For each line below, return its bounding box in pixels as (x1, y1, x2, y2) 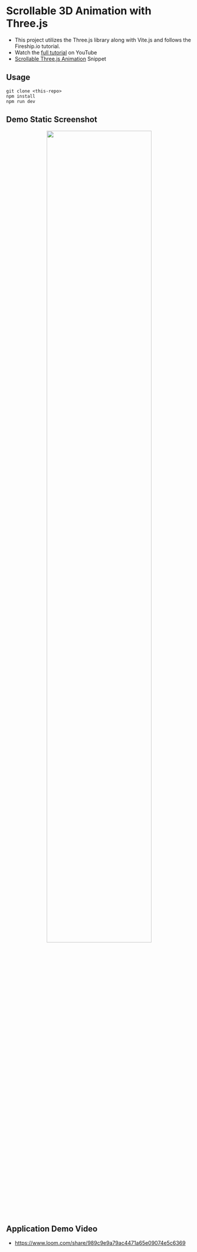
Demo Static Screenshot (6, 114, 97, 125)
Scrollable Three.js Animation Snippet (14, 55, 106, 62)
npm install (6, 93, 35, 99)
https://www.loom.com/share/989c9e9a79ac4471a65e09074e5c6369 (14, 1240, 186, 1247)
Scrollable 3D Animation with (6, 4, 152, 18)
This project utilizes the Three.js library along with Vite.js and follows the (14, 36, 192, 43)
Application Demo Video (6, 1224, 98, 1234)
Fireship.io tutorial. (14, 43, 60, 50)
